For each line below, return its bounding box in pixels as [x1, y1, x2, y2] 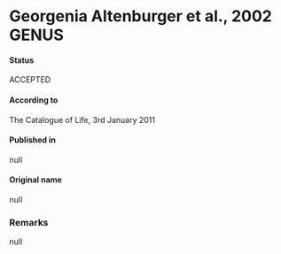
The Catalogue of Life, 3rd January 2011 [9, 114, 155, 125]
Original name [9, 174, 62, 185]
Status [9, 55, 35, 65]
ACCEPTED [9, 74, 51, 85]
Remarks [9, 216, 49, 228]
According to [9, 95, 59, 105]
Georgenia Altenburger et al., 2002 [9, 6, 272, 27]
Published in [9, 135, 56, 145]
